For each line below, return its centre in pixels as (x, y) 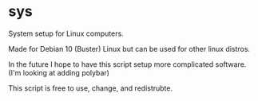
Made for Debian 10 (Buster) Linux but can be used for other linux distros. (129, 49)
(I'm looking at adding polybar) (59, 72)
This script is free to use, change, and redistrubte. (91, 88)
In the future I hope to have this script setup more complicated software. (127, 64)
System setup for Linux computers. (66, 33)
